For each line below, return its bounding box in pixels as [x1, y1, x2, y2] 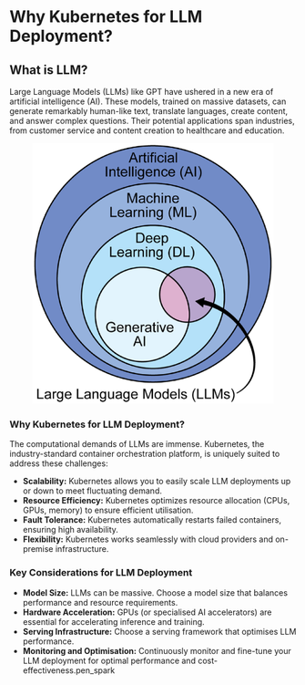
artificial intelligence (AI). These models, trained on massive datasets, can [9, 96, 287, 107]
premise [22, 544, 54, 555]
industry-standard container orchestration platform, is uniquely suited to [9, 449, 280, 460]
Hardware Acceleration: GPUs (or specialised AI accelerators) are [22, 607, 272, 618]
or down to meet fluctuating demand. [22, 485, 162, 496]
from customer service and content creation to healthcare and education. [9, 125, 285, 136]
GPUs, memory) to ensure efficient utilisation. [22, 504, 194, 516]
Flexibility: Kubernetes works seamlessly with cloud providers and [22, 534, 274, 545]
